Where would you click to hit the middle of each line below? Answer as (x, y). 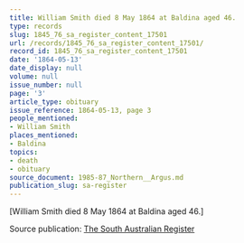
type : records (36, 26)
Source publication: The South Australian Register (102, 229)
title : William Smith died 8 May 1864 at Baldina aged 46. (123, 18)
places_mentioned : (44, 136)
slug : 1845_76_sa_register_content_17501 (89, 34)
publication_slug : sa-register (68, 186)
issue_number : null (46, 85)
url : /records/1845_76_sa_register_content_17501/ (107, 43)
